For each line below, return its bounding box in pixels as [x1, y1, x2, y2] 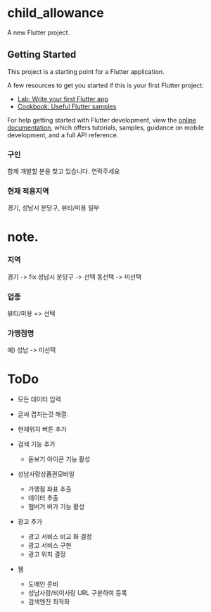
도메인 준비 [27, 580, 58, 589]
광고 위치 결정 [27, 550, 66, 558]
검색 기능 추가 [17, 440, 56, 449]
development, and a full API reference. [7, 130, 119, 139]
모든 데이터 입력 [17, 395, 61, 404]
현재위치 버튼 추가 [17, 425, 67, 434]
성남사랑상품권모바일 [17, 470, 75, 478]
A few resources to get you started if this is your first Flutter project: [7, 81, 204, 89]
